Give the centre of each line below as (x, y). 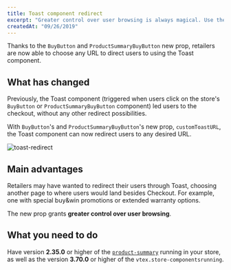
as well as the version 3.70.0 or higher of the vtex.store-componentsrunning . (115, 259)
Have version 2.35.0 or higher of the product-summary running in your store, (114, 251)
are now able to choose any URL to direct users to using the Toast (100, 53)
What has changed (48, 82)
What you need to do (53, 235)
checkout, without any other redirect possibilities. (77, 114)
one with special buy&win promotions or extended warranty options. (104, 200)
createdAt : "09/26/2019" (43, 26)
